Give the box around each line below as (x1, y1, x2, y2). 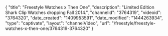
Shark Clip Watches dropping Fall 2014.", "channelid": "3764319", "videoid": (5, 9, 162, 15)
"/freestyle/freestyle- (111, 20, 156, 26)
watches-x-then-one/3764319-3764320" (5, 25, 91, 31)
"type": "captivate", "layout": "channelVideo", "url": (5, 20, 111, 26)
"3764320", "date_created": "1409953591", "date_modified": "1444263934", (5, 15, 163, 20)
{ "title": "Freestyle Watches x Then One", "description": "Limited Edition (5, 4, 154, 10)
